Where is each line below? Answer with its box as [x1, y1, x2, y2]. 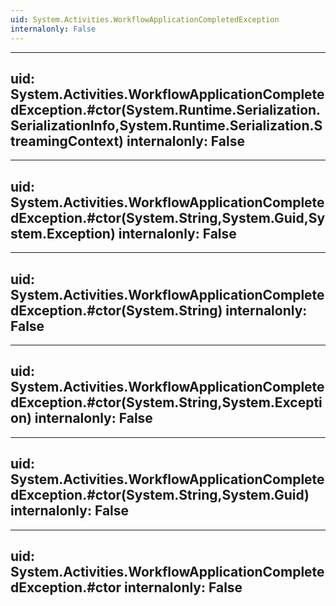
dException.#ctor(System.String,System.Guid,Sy [10, 209, 326, 226]
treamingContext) [10, 132, 124, 150]
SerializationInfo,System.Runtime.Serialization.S [10, 117, 323, 134]
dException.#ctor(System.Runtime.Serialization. [10, 101, 322, 118]
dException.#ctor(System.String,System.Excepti [10, 394, 323, 411]
